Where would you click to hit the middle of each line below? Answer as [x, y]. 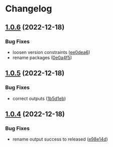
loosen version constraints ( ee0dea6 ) [51, 52]
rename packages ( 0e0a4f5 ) [42, 57]
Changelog [29, 9]
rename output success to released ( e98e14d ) [60, 139]
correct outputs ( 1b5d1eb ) [39, 98]
